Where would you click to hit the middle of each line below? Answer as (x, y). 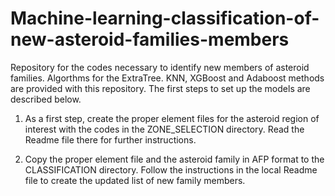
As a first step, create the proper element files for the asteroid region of (172, 118)
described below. (46, 99)
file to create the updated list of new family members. (135, 180)
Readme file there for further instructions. (110, 139)
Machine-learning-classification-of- (165, 18)
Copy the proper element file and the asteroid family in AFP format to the (174, 159)
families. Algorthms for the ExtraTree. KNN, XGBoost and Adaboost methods (167, 78)
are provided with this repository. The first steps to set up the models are (160, 88)
